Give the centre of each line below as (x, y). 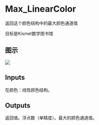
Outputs (18, 105)
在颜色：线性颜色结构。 (29, 90)
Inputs (15, 77)
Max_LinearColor (41, 9)
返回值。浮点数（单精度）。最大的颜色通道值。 (51, 118)
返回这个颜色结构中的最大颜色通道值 (41, 23)
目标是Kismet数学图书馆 (29, 33)
